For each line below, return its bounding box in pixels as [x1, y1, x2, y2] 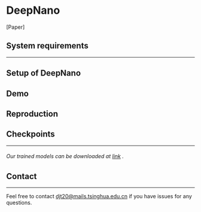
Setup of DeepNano [6, 68, 81, 78]
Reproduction [6, 108, 59, 119]
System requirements [6, 41, 89, 51]
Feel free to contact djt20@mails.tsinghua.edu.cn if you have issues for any [6, 193, 193, 200]
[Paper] [6, 23, 25, 31]
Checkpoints [6, 129, 55, 140]
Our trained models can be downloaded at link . [6, 153, 124, 160]
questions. [6, 199, 32, 207]
